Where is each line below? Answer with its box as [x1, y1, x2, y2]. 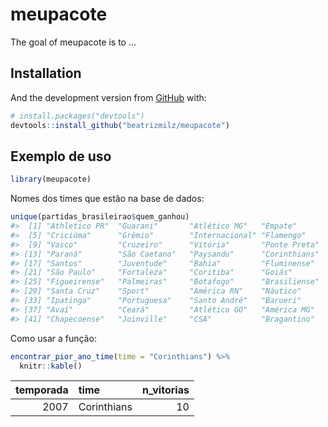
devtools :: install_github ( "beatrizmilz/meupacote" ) [10, 120, 230, 130]
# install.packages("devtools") [10, 111, 145, 121]
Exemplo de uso [10, 148, 112, 165]
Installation [10, 65, 82, 82]
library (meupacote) [10, 174, 92, 185]
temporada [15, 383, 69, 397]
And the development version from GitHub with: [10, 91, 207, 103]
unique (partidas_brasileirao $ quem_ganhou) [10, 212, 190, 222]
